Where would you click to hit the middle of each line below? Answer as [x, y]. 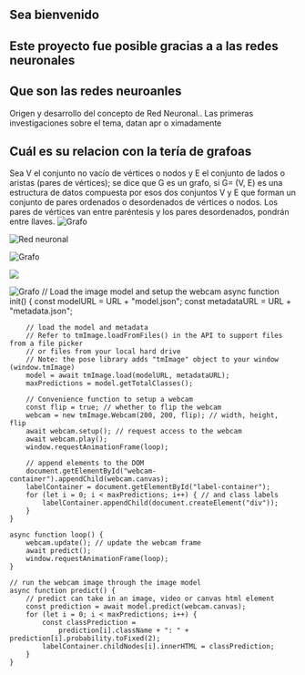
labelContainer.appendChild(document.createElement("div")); [161, 503]
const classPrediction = [89, 623]
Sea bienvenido [55, 15]
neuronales [42, 60]
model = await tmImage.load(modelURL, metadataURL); [128, 376]
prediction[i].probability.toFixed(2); [85, 639]
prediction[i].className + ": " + [123, 631]
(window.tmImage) [42, 368]
